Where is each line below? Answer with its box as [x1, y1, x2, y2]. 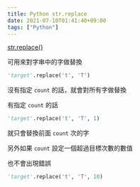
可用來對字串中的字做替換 [7, 58, 82, 66]
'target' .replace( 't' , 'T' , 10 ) [7, 173, 103, 181]
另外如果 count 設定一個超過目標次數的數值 [7, 144, 133, 153]
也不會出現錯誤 [7, 159, 51, 168]
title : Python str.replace [7, 10, 87, 18]
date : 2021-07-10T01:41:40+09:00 [7, 17, 107, 24]
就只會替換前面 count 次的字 [7, 129, 90, 137]
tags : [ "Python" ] [7, 23, 59, 31]
